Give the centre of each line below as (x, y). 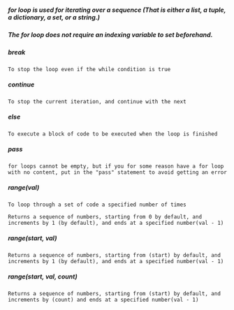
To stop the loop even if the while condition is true (89, 69)
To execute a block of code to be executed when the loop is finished (113, 134)
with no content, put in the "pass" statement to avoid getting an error (118, 172)
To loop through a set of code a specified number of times (97, 205)
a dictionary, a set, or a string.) (54, 17)
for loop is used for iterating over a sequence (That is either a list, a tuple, (117, 10)
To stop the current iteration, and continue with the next (97, 101)
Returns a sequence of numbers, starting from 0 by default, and (105, 216)
